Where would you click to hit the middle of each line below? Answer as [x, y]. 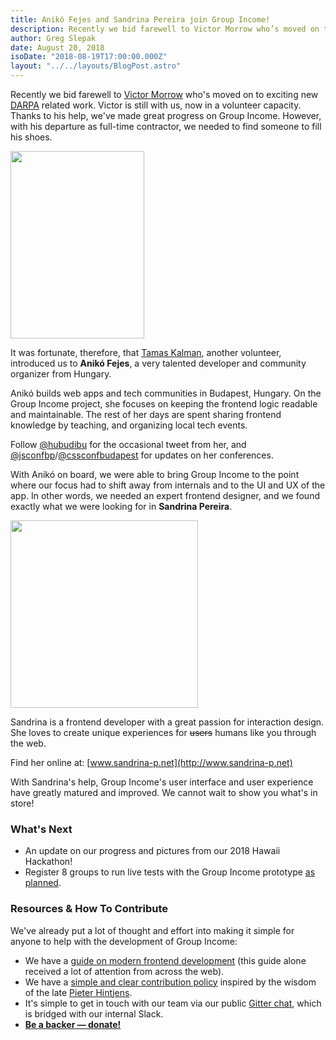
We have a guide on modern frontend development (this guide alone [165, 960]
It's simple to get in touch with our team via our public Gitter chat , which [173, 1003]
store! [22, 803]
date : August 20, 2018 [57, 47]
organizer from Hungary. [61, 374]
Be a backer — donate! [73, 1024]
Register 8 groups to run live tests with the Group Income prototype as [170, 872]
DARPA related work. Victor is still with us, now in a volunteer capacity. [156, 105]
